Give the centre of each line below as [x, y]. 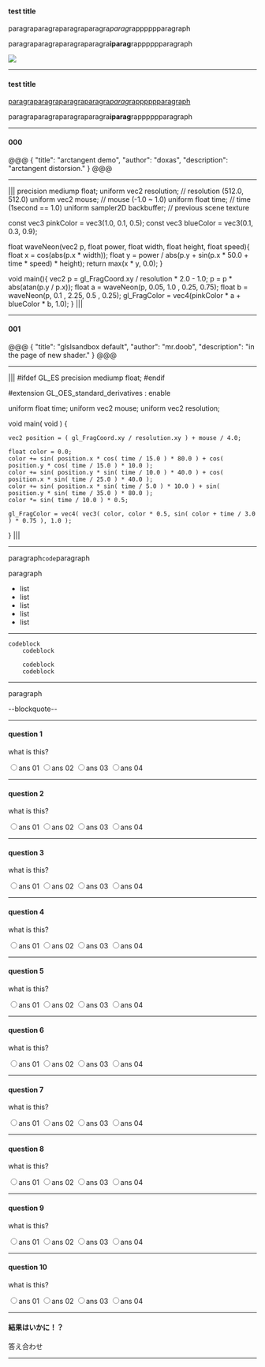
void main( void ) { [38, 423]
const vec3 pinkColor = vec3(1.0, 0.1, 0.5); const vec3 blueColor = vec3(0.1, [131, 223]
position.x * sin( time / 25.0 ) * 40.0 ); [81, 479]
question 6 [26, 1030]
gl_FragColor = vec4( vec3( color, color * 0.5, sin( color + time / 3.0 [132, 514]
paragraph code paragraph [49, 558]
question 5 [26, 971]
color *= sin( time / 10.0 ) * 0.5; [68, 500]
